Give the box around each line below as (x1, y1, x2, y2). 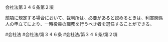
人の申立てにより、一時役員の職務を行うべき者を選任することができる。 (5, 21, 154, 27)
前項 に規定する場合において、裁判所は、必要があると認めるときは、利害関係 (5, 15, 163, 21)
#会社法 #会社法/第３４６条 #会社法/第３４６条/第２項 (5, 32, 118, 37)
